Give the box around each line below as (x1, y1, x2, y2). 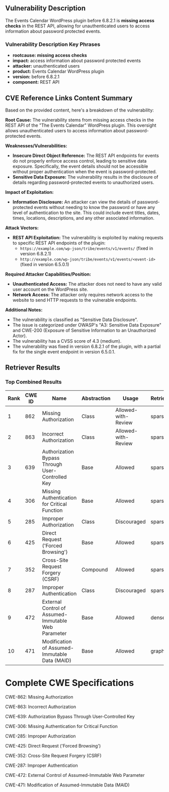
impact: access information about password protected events (12, 58, 141, 64)
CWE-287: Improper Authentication (5, 762, 78, 768)
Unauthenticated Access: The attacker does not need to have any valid (12, 281, 162, 287)
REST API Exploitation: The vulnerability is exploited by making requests (12, 234, 163, 240)
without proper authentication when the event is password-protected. (12, 169, 157, 175)
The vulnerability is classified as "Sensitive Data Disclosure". (12, 316, 138, 323)
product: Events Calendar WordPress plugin (12, 68, 105, 75)
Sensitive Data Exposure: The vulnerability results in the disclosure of (12, 174, 158, 180)
